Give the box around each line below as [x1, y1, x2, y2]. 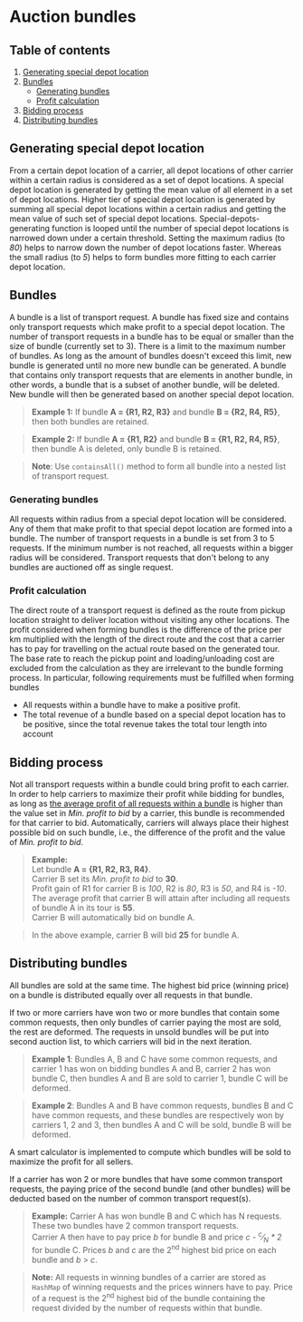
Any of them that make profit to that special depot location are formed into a [9, 523, 293, 534]
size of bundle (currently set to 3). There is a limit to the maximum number [9, 340, 287, 351]
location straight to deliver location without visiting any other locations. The [9, 615, 290, 626]
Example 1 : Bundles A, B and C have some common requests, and [31, 1054, 278, 1064]
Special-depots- [198, 213, 260, 224]
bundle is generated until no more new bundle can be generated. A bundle [9, 360, 287, 371]
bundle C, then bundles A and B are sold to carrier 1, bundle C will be [31, 1073, 289, 1084]
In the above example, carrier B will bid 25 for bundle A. [31, 929, 240, 940]
